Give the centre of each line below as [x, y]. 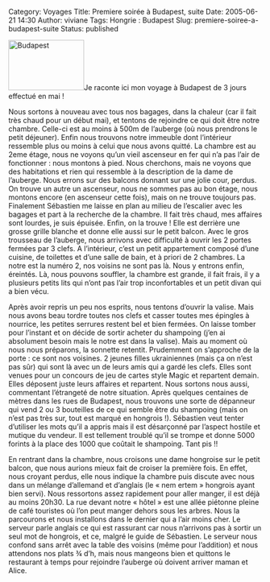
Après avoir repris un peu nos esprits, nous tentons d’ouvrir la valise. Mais [131, 307]
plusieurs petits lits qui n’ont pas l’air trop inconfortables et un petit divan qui [135, 283]
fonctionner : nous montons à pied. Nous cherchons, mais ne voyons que [130, 163]
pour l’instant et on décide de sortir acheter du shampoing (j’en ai [117, 332]
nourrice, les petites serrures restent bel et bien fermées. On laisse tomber [132, 324]
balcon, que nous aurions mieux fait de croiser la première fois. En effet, [128, 468]
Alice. [18, 570]
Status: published [89, 29]
